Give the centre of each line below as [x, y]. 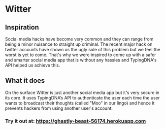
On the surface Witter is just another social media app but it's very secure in [82, 93]
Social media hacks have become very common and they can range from [79, 39]
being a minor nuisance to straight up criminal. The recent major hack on [79, 44]
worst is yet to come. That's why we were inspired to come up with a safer [81, 55]
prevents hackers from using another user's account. [59, 108]
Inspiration [22, 27]
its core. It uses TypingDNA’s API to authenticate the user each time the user [82, 97]
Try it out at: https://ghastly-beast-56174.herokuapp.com [76, 121]
